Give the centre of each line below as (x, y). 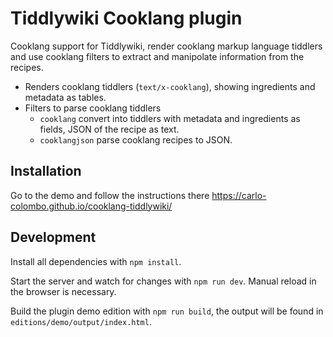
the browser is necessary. (63, 291)
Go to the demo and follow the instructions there (110, 195)
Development (53, 237)
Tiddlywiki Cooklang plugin (126, 18)
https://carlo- (239, 195)
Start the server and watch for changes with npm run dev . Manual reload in (163, 281)
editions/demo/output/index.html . (81, 321)
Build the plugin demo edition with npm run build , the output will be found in (167, 311)
